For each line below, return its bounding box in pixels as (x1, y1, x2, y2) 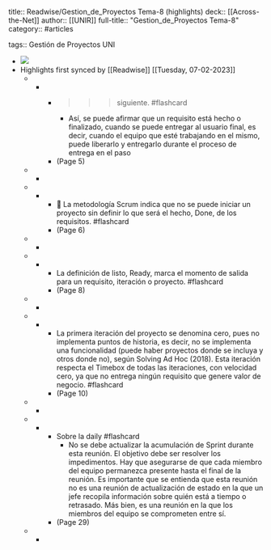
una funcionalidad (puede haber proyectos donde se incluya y (56, 345, 264, 355)
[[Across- (227, 7, 260, 16)
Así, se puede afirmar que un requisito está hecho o (68, 113, 241, 123)
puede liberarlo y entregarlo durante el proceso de (68, 139, 237, 149)
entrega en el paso (68, 148, 131, 157)
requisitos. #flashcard (56, 217, 129, 226)
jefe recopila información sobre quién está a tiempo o (68, 492, 247, 501)
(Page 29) (56, 518, 91, 527)
